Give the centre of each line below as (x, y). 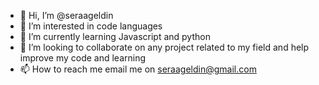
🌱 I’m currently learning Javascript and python (115, 36)
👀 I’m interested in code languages (91, 26)
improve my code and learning (83, 58)
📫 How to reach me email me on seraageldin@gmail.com (138, 69)
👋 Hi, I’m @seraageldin (66, 15)
